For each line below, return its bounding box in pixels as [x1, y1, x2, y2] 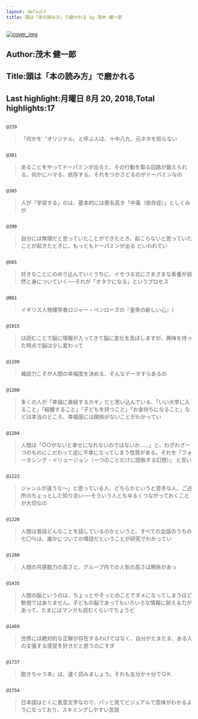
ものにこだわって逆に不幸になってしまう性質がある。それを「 [31, 449, 183, 456]
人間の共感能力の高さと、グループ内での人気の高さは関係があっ [20, 563, 177, 571]
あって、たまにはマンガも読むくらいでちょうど [20, 607, 135, 614]
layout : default [6, 8, 46, 15]
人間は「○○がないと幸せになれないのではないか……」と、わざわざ [20, 441, 186, 449]
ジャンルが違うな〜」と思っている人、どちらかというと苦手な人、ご [20, 485, 187, 492]
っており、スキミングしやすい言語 [36, 706, 120, 714]
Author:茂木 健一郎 [6, 49, 76, 59]
